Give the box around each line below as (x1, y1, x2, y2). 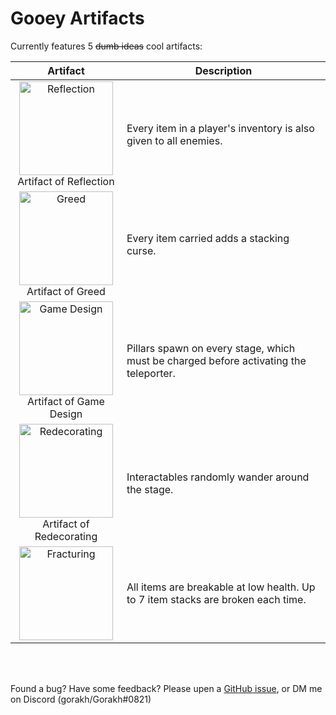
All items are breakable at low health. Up (126, 580, 316, 594)
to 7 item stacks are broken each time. (126, 592, 307, 606)
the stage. (126, 482, 174, 496)
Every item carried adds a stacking (126, 231, 290, 245)
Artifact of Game (27, 394, 105, 408)
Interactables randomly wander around (126, 470, 310, 484)
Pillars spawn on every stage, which (126, 341, 296, 355)
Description (194, 63, 253, 77)
